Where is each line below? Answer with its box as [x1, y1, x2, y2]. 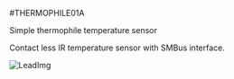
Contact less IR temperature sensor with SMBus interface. [9, 42, 226, 53]
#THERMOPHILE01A [9, 8, 85, 18]
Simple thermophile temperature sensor [9, 25, 158, 35]
